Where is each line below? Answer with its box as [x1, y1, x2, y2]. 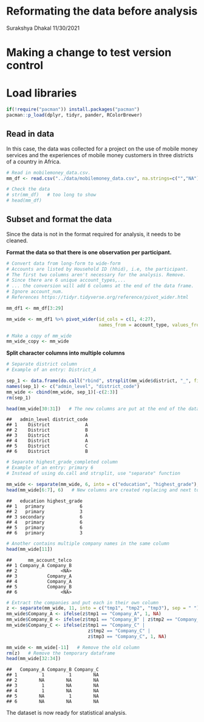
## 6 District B [6, 448, 88, 455]
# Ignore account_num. [6, 288, 64, 295]
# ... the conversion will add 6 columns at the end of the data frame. [6, 283, 194, 289]
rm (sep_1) [6, 395, 32, 401]
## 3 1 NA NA [6, 683, 99, 689]
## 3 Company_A [6, 573, 72, 579]
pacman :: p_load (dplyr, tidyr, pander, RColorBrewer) [6, 112, 143, 118]
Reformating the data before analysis [6, 4, 198, 18]
